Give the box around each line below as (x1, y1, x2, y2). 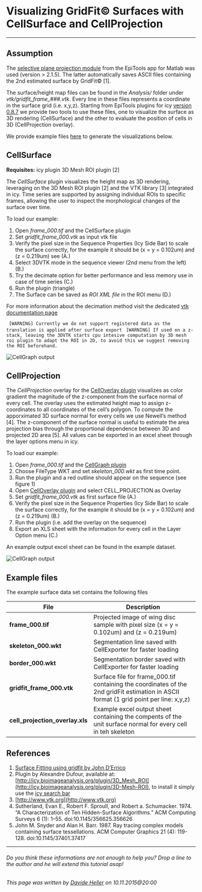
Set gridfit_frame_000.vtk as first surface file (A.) (14, 493, 136, 501)
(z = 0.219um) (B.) (14, 512, 60, 520)
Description (126, 603, 161, 611)
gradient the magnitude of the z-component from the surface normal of (6, 393, 183, 400)
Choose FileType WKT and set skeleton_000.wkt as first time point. (14, 468, 181, 475)
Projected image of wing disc (93, 613, 176, 621)
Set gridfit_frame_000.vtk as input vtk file (14, 233, 118, 240)
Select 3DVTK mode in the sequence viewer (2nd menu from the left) (14, 259, 186, 266)
